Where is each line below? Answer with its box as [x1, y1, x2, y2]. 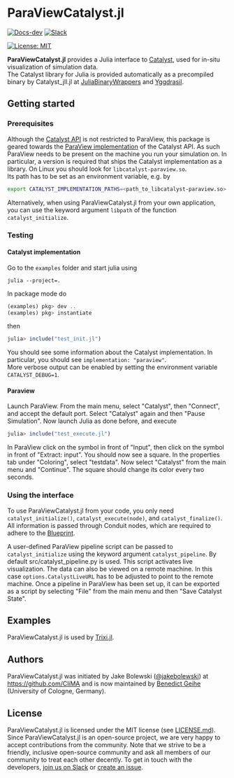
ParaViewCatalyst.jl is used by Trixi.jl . [7, 633, 115, 641]
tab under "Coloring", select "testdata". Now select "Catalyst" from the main [7, 458, 226, 466]
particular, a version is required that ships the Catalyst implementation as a [7, 157, 222, 165]
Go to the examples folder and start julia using [7, 263, 138, 272]
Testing [7, 230, 34, 240]
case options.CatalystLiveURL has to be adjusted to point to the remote [7, 572, 214, 581]
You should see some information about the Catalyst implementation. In [7, 348, 213, 356]
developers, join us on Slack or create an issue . [7, 763, 143, 772]
